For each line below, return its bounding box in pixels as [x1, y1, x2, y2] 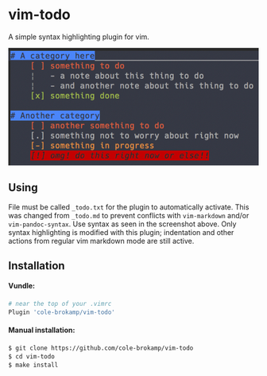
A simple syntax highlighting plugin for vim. [8, 32, 149, 41]
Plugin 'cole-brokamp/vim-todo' [8, 308, 115, 316]
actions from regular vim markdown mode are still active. [8, 236, 195, 245]
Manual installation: [8, 325, 75, 335]
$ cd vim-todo [8, 352, 56, 360]
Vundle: [8, 281, 36, 291]
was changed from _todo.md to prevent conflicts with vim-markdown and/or [8, 210, 250, 220]
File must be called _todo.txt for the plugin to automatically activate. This [8, 202, 250, 212]
